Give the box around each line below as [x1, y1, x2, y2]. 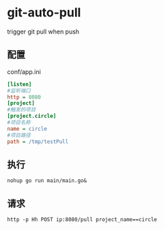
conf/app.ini [7, 67, 41, 76]
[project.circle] [7, 113, 57, 120]
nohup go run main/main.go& [7, 177, 87, 184]
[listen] [7, 81, 32, 88]
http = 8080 [7, 94, 41, 101]
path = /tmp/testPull [7, 138, 69, 145]
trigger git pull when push [7, 27, 80, 36]
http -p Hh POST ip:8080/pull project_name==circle [7, 216, 157, 223]
